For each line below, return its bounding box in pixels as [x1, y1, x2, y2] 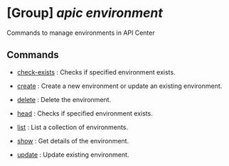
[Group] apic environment [6, 5, 163, 21]
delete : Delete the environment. [16, 95, 112, 104]
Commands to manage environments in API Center [6, 28, 155, 37]
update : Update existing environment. [16, 150, 129, 159]
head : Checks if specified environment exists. [16, 109, 154, 118]
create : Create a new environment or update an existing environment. [16, 82, 223, 90]
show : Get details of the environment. [16, 136, 129, 145]
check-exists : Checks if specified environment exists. [16, 67, 176, 76]
